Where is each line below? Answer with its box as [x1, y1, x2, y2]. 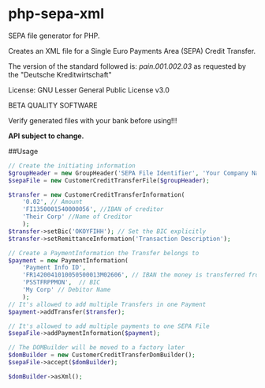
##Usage [8, 146, 39, 156]
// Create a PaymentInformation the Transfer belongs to [8, 249, 200, 257]
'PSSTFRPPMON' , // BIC [22, 278, 101, 287]
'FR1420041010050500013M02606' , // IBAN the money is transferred [22, 271, 245, 279]
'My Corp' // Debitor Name [22, 286, 111, 294]
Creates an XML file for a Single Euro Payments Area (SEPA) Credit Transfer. [8, 46, 256, 55]
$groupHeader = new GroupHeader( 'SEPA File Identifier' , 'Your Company [8, 169, 248, 177]
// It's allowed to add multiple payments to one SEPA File [8, 322, 211, 330]
